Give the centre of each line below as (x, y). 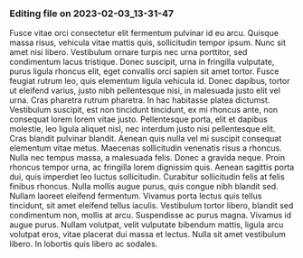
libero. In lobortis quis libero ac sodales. (84, 244)
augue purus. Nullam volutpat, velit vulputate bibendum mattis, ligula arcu (147, 225)
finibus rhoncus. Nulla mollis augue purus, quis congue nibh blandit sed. (144, 187)
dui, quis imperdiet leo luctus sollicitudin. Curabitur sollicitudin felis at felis (147, 177)
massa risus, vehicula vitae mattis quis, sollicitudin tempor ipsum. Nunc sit (148, 42)
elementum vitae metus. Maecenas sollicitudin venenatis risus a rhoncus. (146, 148)
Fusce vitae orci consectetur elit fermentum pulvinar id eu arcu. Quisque (144, 33)
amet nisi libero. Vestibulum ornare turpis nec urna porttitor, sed (128, 52)
